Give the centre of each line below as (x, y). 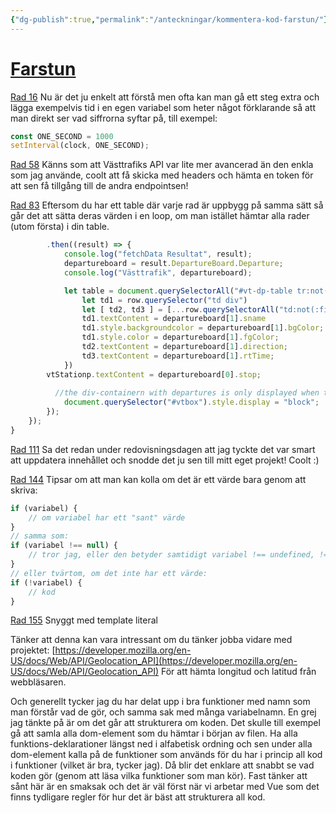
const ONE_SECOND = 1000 (62, 136)
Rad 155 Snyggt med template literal (84, 620)
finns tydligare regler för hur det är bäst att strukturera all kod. (138, 797)
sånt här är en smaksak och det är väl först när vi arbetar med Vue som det (165, 787)
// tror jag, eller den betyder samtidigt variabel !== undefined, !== (180, 555)
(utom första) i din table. (60, 227)
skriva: (24, 490)
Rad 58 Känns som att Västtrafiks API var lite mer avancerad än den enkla (162, 165)
